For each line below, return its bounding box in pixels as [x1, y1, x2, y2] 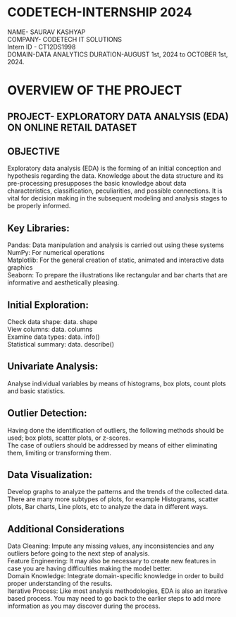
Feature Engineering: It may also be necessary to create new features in [7, 557, 216, 565]
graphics [7, 263, 33, 272]
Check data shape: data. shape [7, 317, 98, 325]
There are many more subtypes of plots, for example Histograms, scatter [7, 495, 219, 503]
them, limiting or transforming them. [7, 448, 111, 457]
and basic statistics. [7, 386, 66, 395]
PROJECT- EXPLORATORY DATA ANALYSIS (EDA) [7, 110, 229, 122]
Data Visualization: [7, 469, 93, 481]
